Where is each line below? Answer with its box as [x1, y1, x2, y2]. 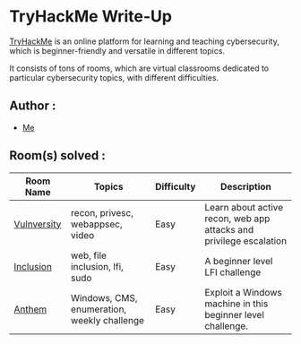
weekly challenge [70, 314, 145, 326]
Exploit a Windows [204, 286, 282, 298]
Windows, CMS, [70, 291, 138, 304]
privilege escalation [204, 235, 288, 247]
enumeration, [70, 303, 127, 315]
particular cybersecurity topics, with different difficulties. [9, 72, 219, 82]
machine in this [204, 297, 269, 310]
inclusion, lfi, [70, 260, 124, 272]
